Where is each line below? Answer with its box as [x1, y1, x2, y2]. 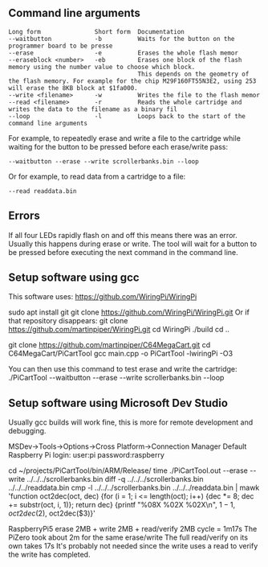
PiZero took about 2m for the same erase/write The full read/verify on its [8, 532, 249, 542]
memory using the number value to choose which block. [8, 63, 196, 71]
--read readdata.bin [8, 187, 78, 195]
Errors [8, 209, 40, 223]
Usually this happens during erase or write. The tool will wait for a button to [8, 239, 258, 249]
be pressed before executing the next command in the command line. [8, 247, 238, 257]
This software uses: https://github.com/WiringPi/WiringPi [8, 292, 197, 302]
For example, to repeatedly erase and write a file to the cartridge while [8, 133, 241, 143]
